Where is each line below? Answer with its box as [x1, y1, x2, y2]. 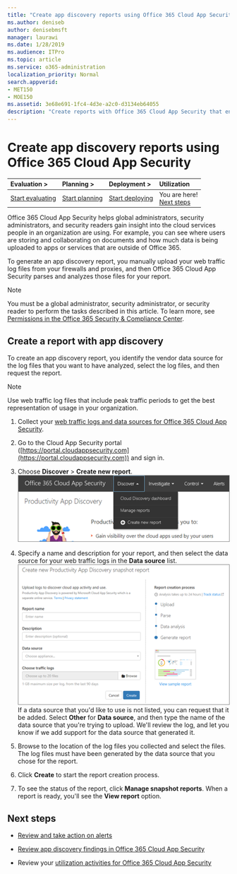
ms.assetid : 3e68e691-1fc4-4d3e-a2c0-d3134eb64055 [7, 101, 159, 108]
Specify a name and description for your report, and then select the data [17, 548, 229, 557]
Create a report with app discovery [7, 335, 164, 347]
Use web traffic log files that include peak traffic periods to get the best [7, 396, 215, 404]
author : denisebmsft [7, 26, 68, 33]
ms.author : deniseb [7, 18, 65, 26]
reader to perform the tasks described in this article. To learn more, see [7, 307, 215, 316]
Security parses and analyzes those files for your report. [7, 272, 171, 280]
